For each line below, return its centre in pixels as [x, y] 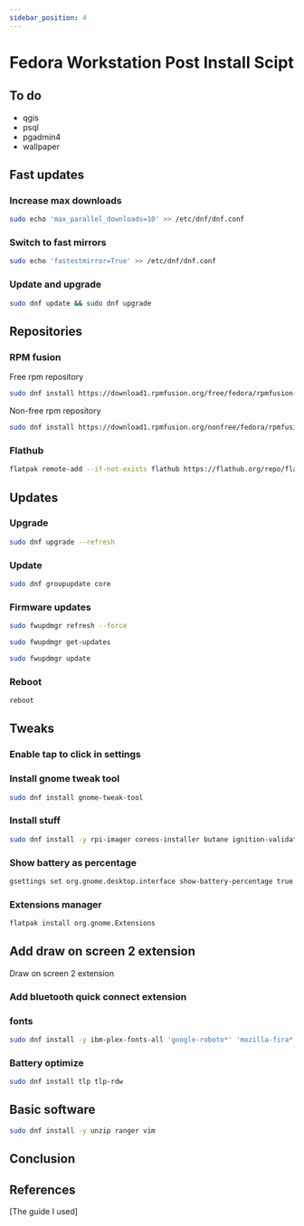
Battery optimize [47, 1062]
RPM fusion [35, 356]
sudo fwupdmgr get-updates [60, 642]
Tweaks [32, 729]
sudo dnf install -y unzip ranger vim [82, 1131]
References [43, 1189]
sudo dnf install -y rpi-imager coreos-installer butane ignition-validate [155, 839]
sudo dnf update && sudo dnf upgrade [81, 303]
